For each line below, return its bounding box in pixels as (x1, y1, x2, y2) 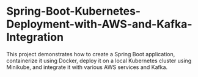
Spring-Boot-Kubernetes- (6, 4, 141, 18)
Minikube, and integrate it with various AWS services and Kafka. (6, 63, 168, 71)
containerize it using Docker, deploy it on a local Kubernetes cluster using (6, 57, 192, 64)
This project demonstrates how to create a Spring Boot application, (6, 50, 175, 57)
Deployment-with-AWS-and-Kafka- (6, 17, 193, 31)
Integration (6, 31, 64, 44)
